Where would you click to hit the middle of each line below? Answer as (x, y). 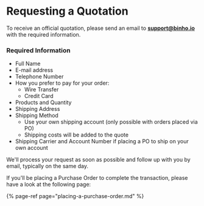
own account (31, 148)
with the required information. (44, 34)
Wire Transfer (41, 90)
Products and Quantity (43, 102)
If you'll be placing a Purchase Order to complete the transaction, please (97, 178)
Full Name (28, 64)
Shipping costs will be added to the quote (76, 135)
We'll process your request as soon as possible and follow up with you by (98, 160)
